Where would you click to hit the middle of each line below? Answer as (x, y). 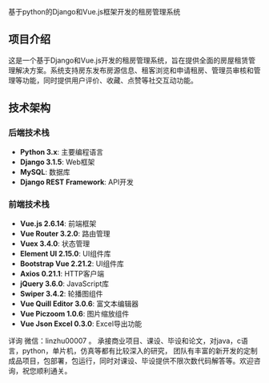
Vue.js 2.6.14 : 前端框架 (58, 224)
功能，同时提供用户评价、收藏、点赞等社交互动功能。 (110, 80)
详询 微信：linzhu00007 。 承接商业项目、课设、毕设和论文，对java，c (125, 341)
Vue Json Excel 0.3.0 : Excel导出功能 (81, 324)
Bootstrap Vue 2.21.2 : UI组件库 (72, 264)
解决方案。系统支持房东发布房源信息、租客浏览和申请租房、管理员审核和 (134, 70)
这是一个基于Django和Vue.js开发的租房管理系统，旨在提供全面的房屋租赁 (128, 60)
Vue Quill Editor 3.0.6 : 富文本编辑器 (79, 304)
